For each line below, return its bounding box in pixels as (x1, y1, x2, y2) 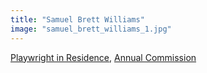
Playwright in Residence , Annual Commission (10, 51, 197, 63)
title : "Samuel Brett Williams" (10, 14, 145, 25)
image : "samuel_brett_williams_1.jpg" (10, 24, 172, 34)
